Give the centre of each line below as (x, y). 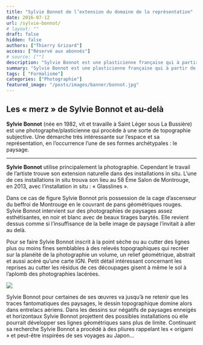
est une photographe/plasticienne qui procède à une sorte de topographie (98, 130)
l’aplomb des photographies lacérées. (53, 274)
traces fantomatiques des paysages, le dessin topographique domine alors (99, 303)
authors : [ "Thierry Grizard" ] (44, 46)
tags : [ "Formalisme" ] (35, 74)
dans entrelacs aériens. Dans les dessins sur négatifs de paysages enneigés (101, 309)
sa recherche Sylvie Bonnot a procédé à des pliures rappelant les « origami (100, 329)
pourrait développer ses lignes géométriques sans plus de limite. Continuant (101, 322)
